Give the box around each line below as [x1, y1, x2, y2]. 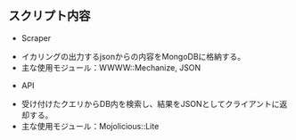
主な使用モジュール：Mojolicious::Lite [21, 120, 160, 131]
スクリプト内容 [8, 8, 91, 24]
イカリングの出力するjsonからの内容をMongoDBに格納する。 [21, 51, 246, 62]
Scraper [21, 32, 51, 43]
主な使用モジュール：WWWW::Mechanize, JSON [21, 62, 201, 73]
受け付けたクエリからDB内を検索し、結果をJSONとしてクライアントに [21, 98, 280, 109]
